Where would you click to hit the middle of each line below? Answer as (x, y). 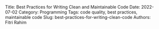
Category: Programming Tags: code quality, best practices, (78, 12)
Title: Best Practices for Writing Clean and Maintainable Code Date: (73, 7)
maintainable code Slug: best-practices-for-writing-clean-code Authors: (78, 17)
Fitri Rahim (16, 22)
